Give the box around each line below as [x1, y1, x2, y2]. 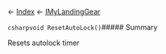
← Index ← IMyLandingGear [7, 7, 101, 16]
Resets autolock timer [7, 38, 80, 48]
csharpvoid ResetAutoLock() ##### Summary [7, 23, 158, 31]
